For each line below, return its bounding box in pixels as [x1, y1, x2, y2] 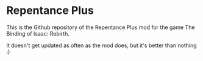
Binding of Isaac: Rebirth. [6, 30, 70, 37]
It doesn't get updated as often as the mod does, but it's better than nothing [6, 42, 197, 49]
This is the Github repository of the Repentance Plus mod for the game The [6, 24, 195, 31]
